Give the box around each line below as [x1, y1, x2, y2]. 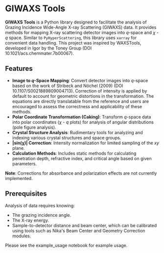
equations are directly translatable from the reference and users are [12, 98, 149, 104]
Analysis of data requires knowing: [5, 203, 75, 208]
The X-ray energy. [12, 217, 49, 223]
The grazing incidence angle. [12, 212, 71, 218]
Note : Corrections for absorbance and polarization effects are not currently [5, 170, 157, 176]
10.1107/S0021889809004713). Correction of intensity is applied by [12, 88, 147, 93]
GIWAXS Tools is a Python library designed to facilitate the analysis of [5, 19, 147, 25]
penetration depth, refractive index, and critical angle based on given [12, 155, 152, 161]
